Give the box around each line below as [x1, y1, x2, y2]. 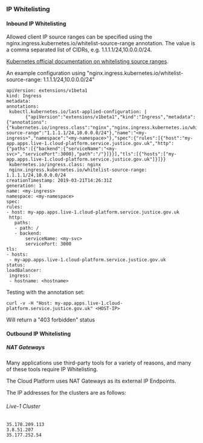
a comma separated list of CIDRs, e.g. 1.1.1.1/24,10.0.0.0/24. [6, 46, 152, 53]
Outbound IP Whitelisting [6, 330, 71, 337]
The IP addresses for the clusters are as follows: [6, 389, 127, 396]
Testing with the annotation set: [6, 289, 85, 296]
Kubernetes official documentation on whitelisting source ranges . [6, 58, 169, 65]
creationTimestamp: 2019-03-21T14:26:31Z [6, 178, 112, 184]
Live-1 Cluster [6, 403, 41, 410]
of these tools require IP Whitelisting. [6, 365, 98, 373]
